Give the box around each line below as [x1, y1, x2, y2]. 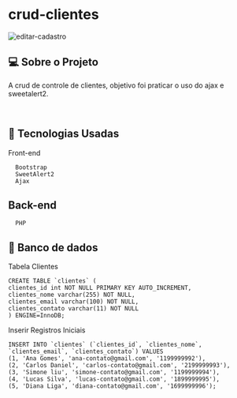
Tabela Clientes [8, 262, 59, 272]
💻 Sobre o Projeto [8, 55, 98, 69]
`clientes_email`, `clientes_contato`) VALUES [8, 347, 164, 356]
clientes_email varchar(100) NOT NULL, [8, 298, 139, 306]
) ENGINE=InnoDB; [8, 312, 65, 320]
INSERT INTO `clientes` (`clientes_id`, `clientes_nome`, [8, 341, 202, 349]
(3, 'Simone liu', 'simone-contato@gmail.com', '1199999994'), [8, 369, 220, 377]
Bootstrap [15, 163, 47, 171]
